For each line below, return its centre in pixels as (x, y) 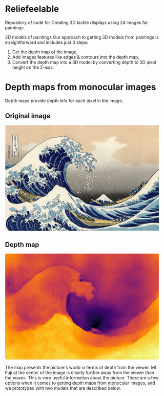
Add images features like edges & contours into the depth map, (76, 57)
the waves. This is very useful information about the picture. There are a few (82, 377)
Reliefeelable (32, 9)
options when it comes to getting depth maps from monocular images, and (80, 383)
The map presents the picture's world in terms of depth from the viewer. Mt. (81, 367)
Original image (28, 116)
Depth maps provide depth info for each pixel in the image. (64, 101)
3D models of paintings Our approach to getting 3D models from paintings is (82, 37)
